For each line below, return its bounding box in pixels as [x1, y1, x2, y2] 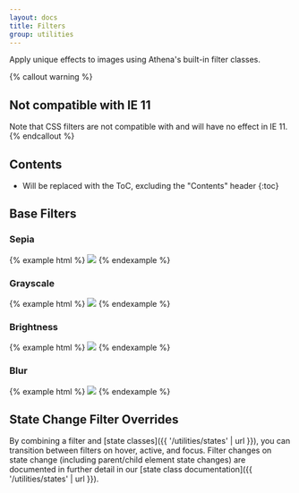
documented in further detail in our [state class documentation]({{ [9, 464, 253, 475]
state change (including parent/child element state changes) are [9, 455, 246, 465]
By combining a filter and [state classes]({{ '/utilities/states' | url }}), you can [9, 436, 291, 446]
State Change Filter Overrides [9, 412, 179, 427]
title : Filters [9, 21, 66, 30]
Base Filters [9, 207, 77, 222]
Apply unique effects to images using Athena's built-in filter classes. [9, 55, 261, 65]
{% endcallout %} [9, 131, 75, 141]
